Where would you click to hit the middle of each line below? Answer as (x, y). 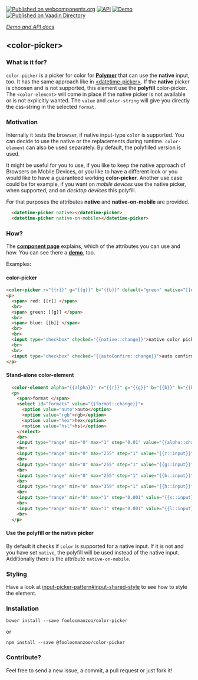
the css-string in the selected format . (51, 107)
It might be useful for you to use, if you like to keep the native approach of (96, 165)
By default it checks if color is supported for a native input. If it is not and (95, 546)
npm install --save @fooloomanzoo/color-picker (66, 643)
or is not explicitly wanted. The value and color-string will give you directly (98, 100)
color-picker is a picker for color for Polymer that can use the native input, (98, 75)
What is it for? (27, 62)
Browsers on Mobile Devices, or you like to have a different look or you (92, 171)
